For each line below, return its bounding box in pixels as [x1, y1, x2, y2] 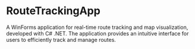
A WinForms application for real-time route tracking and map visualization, [6, 24, 188, 31]
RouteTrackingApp [6, 4, 101, 18]
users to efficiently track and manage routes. [6, 36, 116, 43]
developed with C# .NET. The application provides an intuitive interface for [6, 30, 189, 37]
